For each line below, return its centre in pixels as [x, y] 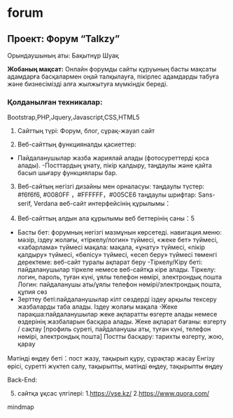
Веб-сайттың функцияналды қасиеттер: [77, 144]
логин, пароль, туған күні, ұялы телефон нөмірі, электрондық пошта [120, 277]
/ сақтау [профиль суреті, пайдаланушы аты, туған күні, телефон [114, 329]
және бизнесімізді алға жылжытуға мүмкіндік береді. [87, 84]
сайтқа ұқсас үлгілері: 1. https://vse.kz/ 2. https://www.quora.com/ [113, 393]
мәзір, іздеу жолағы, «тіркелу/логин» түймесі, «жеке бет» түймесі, [118, 240]
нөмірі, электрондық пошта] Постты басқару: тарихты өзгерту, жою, [120, 337]
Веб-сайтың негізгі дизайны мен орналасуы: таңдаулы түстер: [111, 186]
